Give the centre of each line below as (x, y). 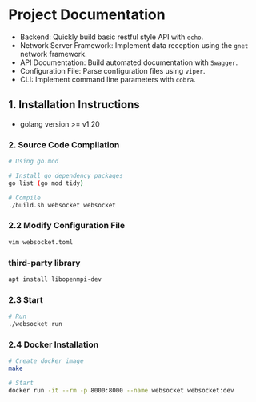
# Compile (25, 198)
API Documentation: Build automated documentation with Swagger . (129, 62)
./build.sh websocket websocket (62, 205)
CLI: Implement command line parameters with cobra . (108, 79)
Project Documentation (87, 15)
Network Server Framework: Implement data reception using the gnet (134, 45)
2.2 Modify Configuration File (67, 226)
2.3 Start (26, 299)
